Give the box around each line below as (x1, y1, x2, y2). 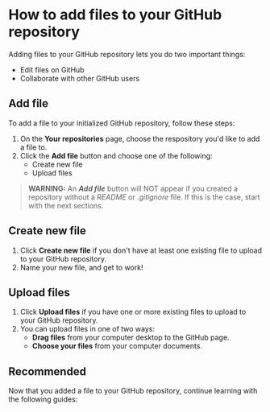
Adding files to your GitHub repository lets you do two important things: (8, 49, 246, 59)
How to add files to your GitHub (8, 6, 222, 24)
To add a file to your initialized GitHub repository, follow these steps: (8, 118, 235, 128)
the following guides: (8, 394, 78, 404)
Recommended (8, 365, 87, 378)
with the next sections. (27, 200, 104, 210)
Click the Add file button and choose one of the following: (19, 150, 213, 160)
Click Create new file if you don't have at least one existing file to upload (19, 245, 263, 255)
